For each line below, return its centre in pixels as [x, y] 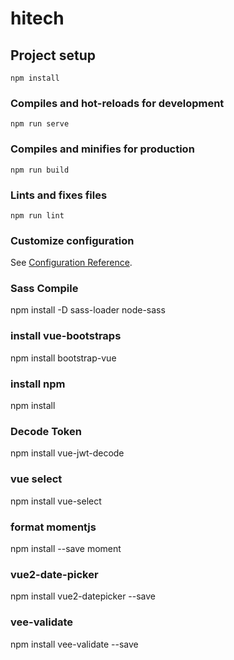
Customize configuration [72, 240]
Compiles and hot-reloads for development [117, 103]
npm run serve [40, 124]
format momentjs [53, 527]
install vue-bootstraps [66, 336]
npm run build [40, 170]
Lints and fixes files [59, 195]
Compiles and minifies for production [102, 149]
